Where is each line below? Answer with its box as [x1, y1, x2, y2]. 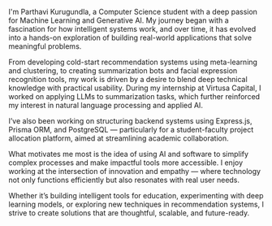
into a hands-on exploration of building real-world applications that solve [8, 33, 253, 42]
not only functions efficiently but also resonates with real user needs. [8, 175, 240, 185]
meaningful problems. [8, 41, 82, 51]
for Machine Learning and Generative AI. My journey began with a [8, 15, 229, 25]
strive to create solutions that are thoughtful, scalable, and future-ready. [8, 208, 250, 218]
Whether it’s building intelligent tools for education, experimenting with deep [8, 191, 264, 200]
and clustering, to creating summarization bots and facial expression [8, 66, 238, 76]
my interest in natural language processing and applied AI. [8, 101, 203, 110]
